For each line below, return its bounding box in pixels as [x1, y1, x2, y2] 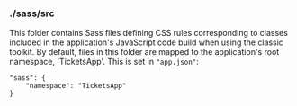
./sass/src [9, 7, 56, 20]
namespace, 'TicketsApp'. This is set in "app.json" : [9, 57, 200, 67]
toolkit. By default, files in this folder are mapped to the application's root [9, 47, 280, 57]
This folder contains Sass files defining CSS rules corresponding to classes [9, 28, 288, 39]
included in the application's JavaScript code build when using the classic [9, 37, 283, 48]
